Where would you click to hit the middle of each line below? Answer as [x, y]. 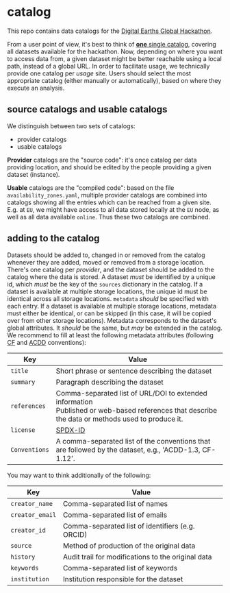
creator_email [34, 515]
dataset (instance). [34, 174]
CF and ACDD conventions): [47, 342]
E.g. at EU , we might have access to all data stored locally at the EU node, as [113, 209]
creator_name [32, 504]
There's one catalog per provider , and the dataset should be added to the [111, 269]
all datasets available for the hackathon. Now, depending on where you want [115, 51]
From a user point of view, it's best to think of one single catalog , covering [112, 44]
